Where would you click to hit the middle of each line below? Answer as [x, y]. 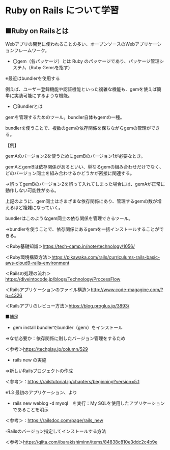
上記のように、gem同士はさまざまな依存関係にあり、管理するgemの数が [81, 201]
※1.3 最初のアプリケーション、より [41, 392]
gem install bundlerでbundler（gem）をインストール [68, 327]
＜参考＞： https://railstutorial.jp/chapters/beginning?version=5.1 [73, 382]
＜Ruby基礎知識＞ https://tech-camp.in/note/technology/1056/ [70, 246]
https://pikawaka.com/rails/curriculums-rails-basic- [106, 257]
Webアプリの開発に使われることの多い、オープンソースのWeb [70, 44]
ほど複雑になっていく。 [38, 207]
